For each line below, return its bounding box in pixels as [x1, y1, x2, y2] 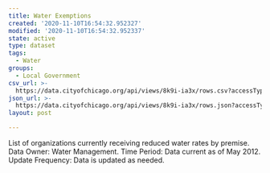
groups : [8, 64, 35, 72]
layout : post [8, 109, 52, 117]
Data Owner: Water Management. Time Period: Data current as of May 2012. [8, 146, 261, 156]
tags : [8, 49, 27, 57]
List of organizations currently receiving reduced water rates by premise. [8, 138, 250, 147]
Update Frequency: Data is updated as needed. [8, 155, 165, 165]
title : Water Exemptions [8, 11, 92, 20]
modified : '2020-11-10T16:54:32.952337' [8, 27, 146, 35]
